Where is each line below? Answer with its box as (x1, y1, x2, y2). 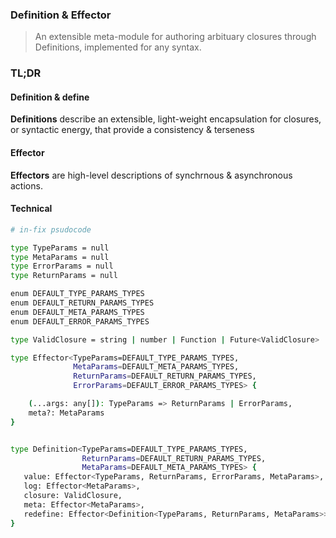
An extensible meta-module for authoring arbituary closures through (34, 31, 317, 43)
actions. (10, 179, 43, 192)
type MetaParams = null (10, 252, 110, 262)
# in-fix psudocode (10, 224, 92, 235)
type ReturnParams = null (10, 271, 118, 281)
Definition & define (10, 91, 90, 103)
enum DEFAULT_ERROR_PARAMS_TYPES (10, 316, 150, 327)
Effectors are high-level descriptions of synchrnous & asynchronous (10, 169, 293, 181)
